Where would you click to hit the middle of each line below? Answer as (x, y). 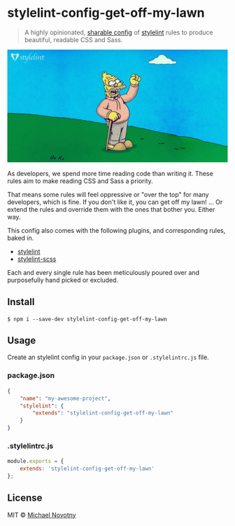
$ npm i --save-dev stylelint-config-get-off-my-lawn (87, 319)
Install (21, 302)
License (25, 498)
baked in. (21, 238)
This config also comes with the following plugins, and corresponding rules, (116, 230)
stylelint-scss (37, 259)
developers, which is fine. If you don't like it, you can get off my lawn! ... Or (115, 202)
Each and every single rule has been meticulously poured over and (103, 272)
